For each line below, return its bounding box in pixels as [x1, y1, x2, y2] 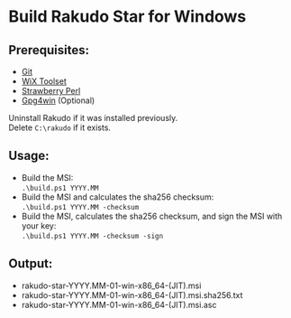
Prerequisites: [8, 42, 89, 58]
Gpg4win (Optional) [21, 95, 95, 106]
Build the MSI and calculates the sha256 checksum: [21, 192, 214, 202]
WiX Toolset [21, 76, 67, 87]
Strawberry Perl [21, 86, 81, 96]
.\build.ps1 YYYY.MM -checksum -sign [21, 231, 164, 240]
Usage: [8, 148, 50, 164]
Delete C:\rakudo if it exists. [8, 122, 112, 133]
